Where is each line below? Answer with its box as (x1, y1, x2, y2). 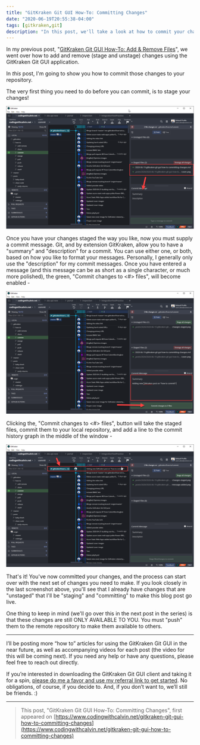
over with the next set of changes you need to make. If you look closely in (6, 579, 187, 586)
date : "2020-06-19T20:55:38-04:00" (6, 16, 95, 22)
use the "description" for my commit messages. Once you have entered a (6, 260, 186, 267)
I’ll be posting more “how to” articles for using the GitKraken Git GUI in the (6, 640, 187, 647)
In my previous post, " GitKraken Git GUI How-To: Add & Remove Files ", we (6, 45, 188, 53)
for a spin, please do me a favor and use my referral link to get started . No (6, 676, 187, 684)
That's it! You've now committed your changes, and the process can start (6, 573, 186, 580)
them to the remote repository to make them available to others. (6, 622, 162, 630)
